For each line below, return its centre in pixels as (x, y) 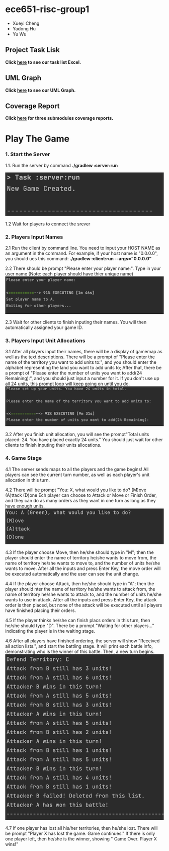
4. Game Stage (24, 458)
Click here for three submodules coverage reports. (59, 118)
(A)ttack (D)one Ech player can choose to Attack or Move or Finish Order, (81, 495)
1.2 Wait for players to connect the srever (48, 224)
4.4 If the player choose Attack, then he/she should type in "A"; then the (80, 584)
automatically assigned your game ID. (44, 327)
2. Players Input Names (34, 237)
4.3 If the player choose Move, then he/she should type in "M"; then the (80, 552)
